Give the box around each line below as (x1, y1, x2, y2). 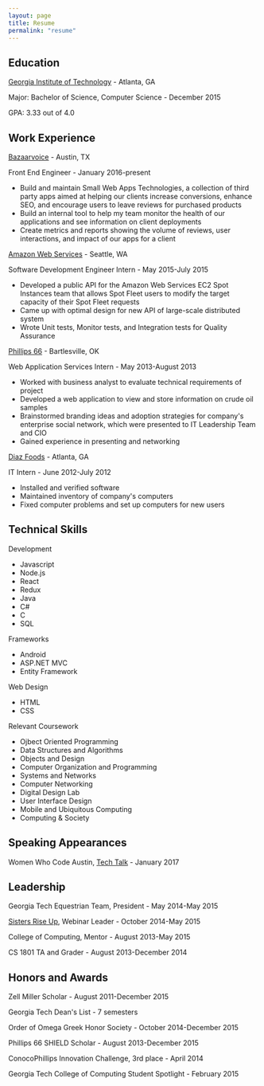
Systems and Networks (19, 770, 97, 780)
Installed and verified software (19, 483, 120, 492)
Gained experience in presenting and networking (19, 437, 181, 446)
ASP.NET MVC (19, 658, 68, 668)
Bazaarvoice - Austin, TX (8, 152, 90, 162)
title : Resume (8, 19, 56, 27)
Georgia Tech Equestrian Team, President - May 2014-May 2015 (8, 901, 219, 911)
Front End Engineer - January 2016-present (8, 168, 151, 177)
